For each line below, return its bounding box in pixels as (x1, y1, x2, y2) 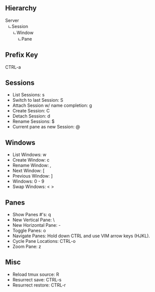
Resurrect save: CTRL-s (12, 276, 61, 282)
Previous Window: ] (12, 173, 53, 179)
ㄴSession (7, 23, 28, 29)
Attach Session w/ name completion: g (12, 102, 92, 108)
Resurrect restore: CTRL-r (12, 282, 66, 288)
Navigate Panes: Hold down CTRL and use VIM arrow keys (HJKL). (12, 233, 150, 239)
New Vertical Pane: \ (12, 217, 55, 223)
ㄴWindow (12, 30, 34, 36)
